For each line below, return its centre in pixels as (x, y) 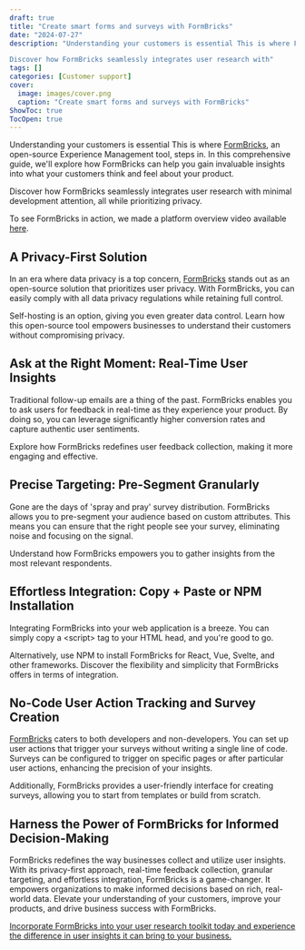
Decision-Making (59, 838)
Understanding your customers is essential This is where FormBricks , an (145, 145)
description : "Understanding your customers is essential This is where (150, 43)
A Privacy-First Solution (79, 257)
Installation (42, 606)
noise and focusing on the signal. (71, 536)
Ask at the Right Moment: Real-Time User (128, 364)
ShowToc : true (36, 110)
